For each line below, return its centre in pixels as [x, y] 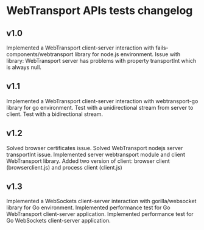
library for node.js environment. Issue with [128, 54]
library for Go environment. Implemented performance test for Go [88, 207]
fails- [162, 48]
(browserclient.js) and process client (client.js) [65, 167]
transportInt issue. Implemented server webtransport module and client [96, 154]
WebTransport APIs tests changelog [100, 11]
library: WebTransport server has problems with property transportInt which [101, 61]
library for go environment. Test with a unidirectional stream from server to [100, 107]
